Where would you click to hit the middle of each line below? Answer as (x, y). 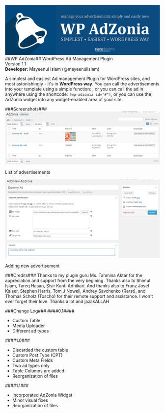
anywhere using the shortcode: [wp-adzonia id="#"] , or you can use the (78, 94)
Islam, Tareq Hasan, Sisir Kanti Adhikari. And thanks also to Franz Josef (77, 286)
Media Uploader (28, 326)
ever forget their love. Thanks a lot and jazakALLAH (57, 301)
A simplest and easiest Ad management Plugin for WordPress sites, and (78, 79)
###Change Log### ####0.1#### (40, 311)
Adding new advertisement (32, 266)
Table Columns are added (38, 371)
